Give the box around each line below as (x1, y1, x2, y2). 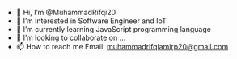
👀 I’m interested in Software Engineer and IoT (15, 16, 167, 26)
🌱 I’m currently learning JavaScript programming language (15, 25, 212, 33)
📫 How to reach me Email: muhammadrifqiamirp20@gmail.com (15, 42, 229, 51)
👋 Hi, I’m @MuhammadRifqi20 (15, 8, 116, 17)
